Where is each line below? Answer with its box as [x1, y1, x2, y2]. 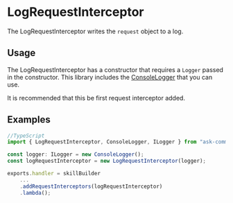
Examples [7, 114, 51, 125]
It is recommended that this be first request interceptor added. [7, 94, 186, 102]
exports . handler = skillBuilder [7, 170, 101, 177]
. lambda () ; [19, 189, 51, 196]
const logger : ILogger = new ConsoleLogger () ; [7, 151, 144, 158]
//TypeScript [7, 132, 45, 139]
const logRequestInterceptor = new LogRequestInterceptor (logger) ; [7, 157, 207, 165]
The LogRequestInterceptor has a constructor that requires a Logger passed [7, 65, 224, 73]
